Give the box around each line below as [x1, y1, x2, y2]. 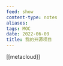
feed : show [6, 8, 34, 15]
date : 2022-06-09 [6, 31, 50, 37]
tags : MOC [6, 25, 31, 32]
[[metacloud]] [6, 53, 40, 60]
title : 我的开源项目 [6, 37, 52, 43]
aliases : [6, 20, 28, 26]
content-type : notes [6, 14, 58, 20]
